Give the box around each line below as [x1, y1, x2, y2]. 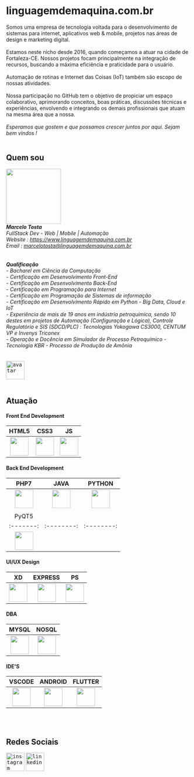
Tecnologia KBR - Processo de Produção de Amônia [6, 342, 133, 349]
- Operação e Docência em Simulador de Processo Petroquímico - [6, 336, 167, 343]
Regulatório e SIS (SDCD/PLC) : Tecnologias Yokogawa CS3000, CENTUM [6, 323, 186, 330]
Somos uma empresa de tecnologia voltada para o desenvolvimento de [6, 23, 178, 31]
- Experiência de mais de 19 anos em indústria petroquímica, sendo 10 [6, 310, 176, 317]
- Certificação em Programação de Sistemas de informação [6, 292, 152, 299]
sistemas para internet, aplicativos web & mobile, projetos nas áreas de [6, 29, 178, 36]
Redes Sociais [6, 737, 58, 746]
